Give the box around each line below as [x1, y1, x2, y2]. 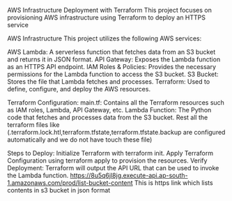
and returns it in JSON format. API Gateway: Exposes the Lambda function [7, 55, 221, 64]
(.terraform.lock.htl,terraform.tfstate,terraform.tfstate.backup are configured [7, 128, 226, 136]
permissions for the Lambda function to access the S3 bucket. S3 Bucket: [7, 70, 219, 78]
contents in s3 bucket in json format [7, 186, 111, 194]
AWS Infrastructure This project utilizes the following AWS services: [7, 34, 202, 43]
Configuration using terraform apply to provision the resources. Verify [7, 156, 208, 165]
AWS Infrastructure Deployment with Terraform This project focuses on [7, 6, 212, 14]
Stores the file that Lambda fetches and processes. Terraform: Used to [7, 77, 210, 86]
